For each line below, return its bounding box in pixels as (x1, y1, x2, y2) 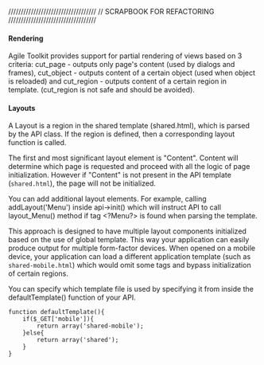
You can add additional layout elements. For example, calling (8, 194, 207, 204)
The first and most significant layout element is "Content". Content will (8, 153, 239, 163)
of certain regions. (8, 269, 69, 278)
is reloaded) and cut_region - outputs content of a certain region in (8, 77, 227, 86)
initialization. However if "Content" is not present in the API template (8, 171, 232, 180)
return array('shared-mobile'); (37, 322, 145, 330)
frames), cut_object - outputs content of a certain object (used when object (8, 68, 256, 78)
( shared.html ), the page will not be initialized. (8, 179, 157, 188)
